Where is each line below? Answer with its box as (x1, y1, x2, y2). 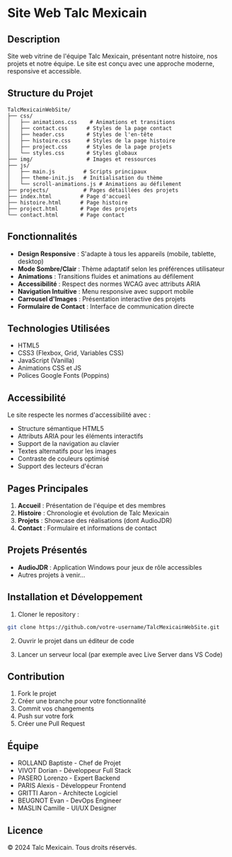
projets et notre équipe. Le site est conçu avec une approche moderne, (7, 59, 214, 68)
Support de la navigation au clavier (17, 439, 120, 448)
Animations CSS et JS (17, 364, 81, 372)
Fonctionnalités (7, 231, 78, 243)
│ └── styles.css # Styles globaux (7, 149, 138, 156)
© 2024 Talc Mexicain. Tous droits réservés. (7, 844, 137, 851)
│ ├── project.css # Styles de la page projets (7, 143, 173, 150)
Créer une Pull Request (17, 720, 86, 728)
